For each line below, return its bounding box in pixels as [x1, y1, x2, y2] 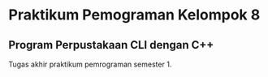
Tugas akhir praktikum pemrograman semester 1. [8, 59, 172, 69]
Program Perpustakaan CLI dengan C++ [8, 38, 214, 52]
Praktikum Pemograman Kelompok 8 [8, 6, 261, 24]
